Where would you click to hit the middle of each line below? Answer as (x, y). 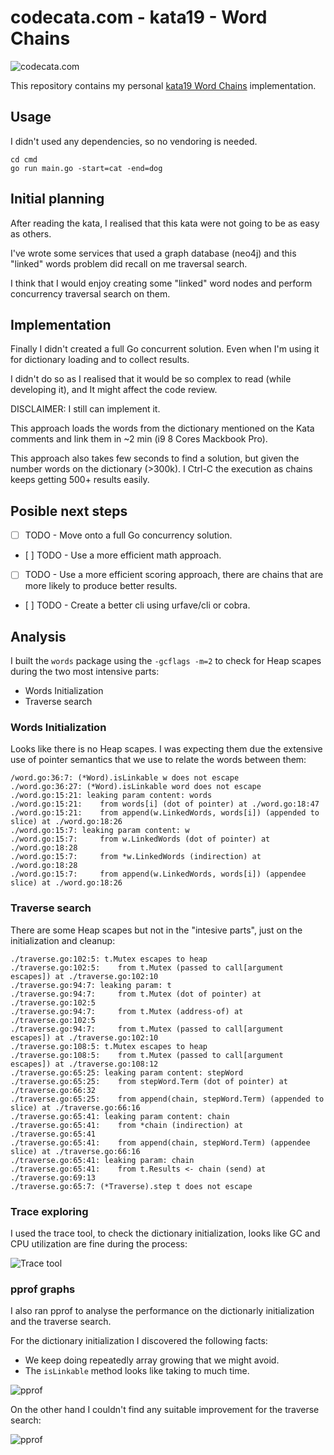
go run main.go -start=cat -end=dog (86, 168)
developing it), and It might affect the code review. (114, 390)
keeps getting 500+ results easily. (80, 480)
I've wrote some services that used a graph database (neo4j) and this (153, 253)
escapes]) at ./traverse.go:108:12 (84, 1064)
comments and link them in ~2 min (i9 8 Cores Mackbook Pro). (139, 439)
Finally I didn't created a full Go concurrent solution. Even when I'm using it (165, 349)
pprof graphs (43, 1289)
